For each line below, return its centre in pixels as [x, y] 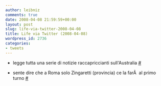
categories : [18, 44]
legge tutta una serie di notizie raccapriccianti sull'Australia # [77, 62]
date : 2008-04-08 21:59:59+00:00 [41, 19]
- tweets [15, 48]
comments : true [21, 15]
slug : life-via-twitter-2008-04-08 [43, 29]
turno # [20, 78]
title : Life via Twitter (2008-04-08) [47, 34]
